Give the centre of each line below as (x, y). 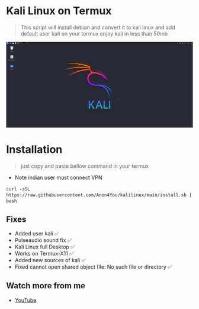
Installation (34, 150)
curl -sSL (18, 189)
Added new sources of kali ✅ (50, 260)
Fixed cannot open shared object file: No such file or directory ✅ (94, 267)
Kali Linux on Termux (59, 11)
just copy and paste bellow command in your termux (85, 166)
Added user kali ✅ (37, 234)
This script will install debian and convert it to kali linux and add (98, 27)
